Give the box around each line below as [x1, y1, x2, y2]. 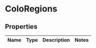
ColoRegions [5, 3, 57, 14]
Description [42, 37, 70, 43]
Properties [5, 23, 38, 31]
